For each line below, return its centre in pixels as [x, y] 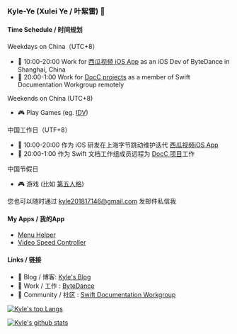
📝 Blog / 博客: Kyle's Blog [54, 277]
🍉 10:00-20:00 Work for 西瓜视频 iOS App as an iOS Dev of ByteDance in [123, 62]
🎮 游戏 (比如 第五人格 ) [51, 184]
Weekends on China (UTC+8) [50, 99]
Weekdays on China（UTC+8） [53, 47]
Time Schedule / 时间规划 [45, 29]
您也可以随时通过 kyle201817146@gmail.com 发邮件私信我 [92, 201]
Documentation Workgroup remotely [71, 85]
